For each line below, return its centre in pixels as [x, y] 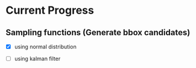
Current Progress [50, 10]
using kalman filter [37, 59]
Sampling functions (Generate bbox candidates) [98, 33]
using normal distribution [45, 47]
